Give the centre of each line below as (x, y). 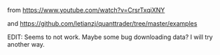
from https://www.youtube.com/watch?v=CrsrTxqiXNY (86, 10)
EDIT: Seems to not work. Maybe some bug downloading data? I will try (110, 37)
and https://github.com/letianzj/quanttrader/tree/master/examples (102, 23)
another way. (26, 44)
